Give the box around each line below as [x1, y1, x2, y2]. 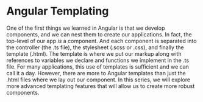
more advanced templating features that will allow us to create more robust [6, 82, 195, 89]
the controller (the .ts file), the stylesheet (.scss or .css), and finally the [6, 44, 184, 51]
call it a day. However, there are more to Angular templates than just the [6, 69, 186, 76]
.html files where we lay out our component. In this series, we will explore [6, 76, 191, 83]
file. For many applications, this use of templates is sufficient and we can [6, 63, 189, 70]
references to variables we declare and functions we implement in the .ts [6, 56, 190, 64]
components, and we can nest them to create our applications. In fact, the [6, 30, 192, 38]
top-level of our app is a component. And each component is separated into [6, 37, 197, 44]
